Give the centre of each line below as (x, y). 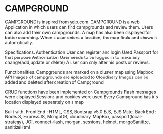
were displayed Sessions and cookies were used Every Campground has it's (81, 97)
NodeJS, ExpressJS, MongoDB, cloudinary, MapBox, (58, 116)
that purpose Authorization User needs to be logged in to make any (72, 57)
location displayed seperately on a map (44, 102)
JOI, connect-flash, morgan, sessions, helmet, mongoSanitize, (88, 122)
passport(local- (127, 116)
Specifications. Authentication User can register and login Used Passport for (82, 52)
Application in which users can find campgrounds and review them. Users (79, 27)
